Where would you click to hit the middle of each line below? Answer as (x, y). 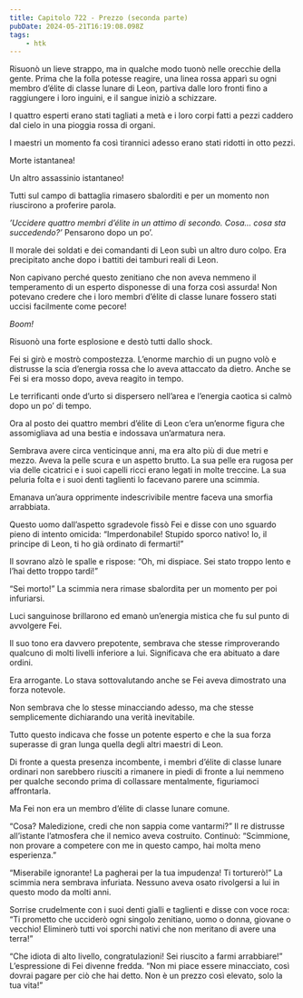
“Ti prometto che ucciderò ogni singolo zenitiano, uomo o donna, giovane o (151, 920)
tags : (20, 35)
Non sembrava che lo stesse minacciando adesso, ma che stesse (132, 708)
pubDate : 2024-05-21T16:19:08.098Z (77, 26)
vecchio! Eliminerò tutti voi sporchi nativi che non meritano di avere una (143, 929)
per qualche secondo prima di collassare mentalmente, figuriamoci (134, 782)
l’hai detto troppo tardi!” (54, 571)
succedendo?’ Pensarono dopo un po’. (81, 233)
